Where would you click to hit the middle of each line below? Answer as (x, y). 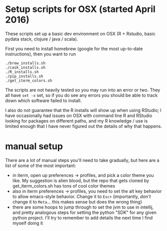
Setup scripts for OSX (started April (80, 9)
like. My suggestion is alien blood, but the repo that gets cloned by (81, 180)
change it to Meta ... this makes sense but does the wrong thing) (77, 201)
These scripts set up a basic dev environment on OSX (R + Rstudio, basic (80, 33)
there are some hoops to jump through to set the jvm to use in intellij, (83, 207)
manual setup (34, 146)
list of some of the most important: (41, 165)
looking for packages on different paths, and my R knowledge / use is (77, 120)
